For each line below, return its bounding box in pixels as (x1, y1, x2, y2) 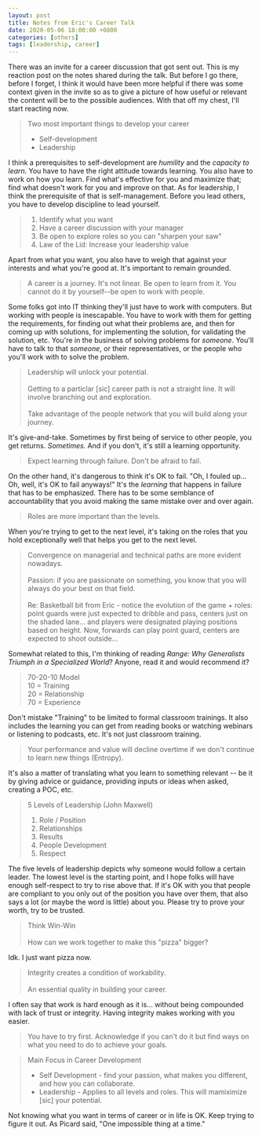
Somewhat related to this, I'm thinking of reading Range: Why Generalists (8, 649, 246, 659)
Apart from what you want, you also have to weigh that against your (8, 255, 227, 265)
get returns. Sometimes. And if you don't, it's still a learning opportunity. (8, 441, 241, 451)
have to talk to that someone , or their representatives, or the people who (8, 344, 242, 353)
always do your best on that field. (27, 584, 136, 594)
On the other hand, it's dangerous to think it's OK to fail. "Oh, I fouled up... (8, 472, 247, 481)
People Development (38, 841, 107, 850)
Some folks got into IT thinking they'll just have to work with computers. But (8, 302, 253, 312)
